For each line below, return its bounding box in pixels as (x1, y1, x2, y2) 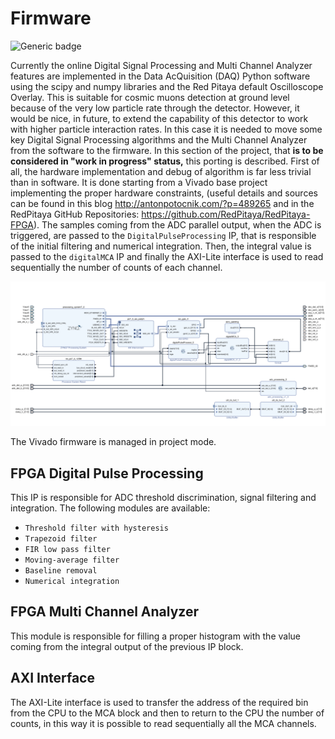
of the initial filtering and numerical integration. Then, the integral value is (10, 240, 312, 252)
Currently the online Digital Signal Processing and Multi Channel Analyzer (10, 59, 313, 71)
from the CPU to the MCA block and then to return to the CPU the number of (10, 707, 325, 719)
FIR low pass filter (24, 545, 111, 555)
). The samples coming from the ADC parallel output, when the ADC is (33, 218, 322, 231)
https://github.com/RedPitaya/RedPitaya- (141, 208, 311, 220)
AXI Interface (10, 670, 95, 687)
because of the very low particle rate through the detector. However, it (10, 102, 300, 114)
